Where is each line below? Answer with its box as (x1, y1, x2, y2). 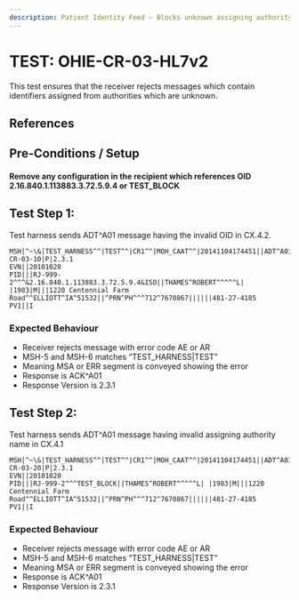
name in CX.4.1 (9, 438, 64, 449)
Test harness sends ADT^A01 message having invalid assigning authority (9, 428, 276, 440)
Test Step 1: (9, 206, 76, 221)
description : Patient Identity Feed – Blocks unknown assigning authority (9, 12, 293, 22)
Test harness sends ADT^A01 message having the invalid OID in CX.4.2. (9, 229, 271, 240)
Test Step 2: (9, 405, 77, 420)
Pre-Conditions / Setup (9, 146, 140, 161)
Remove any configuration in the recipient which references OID (9, 171, 252, 181)
